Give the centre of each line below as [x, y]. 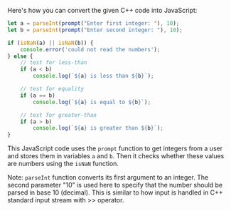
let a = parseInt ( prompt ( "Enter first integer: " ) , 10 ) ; [93, 24]
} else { [20, 56]
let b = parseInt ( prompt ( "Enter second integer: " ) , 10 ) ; [95, 30]
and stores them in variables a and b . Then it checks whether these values [116, 156]
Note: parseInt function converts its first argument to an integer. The [108, 177]
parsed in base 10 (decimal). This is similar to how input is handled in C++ [116, 192]
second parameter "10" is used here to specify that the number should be [115, 185]
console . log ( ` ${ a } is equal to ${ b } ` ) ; [92, 102]
